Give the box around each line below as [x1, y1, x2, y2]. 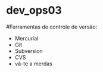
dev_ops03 [6, 4, 63, 17]
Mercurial [14, 35, 39, 42]
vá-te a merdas [14, 60, 52, 67]
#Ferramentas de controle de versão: [6, 23, 98, 30]
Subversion [14, 47, 43, 54]
